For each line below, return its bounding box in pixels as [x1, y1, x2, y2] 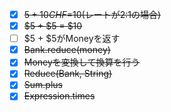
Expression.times [23, 90, 96, 102]
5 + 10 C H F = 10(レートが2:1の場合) [23, 9, 162, 20]
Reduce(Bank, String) [23, 68, 113, 80]
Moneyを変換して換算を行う [23, 56, 141, 68]
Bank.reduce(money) [23, 44, 111, 56]
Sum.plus [23, 79, 63, 91]
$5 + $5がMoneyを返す [23, 33, 121, 45]
